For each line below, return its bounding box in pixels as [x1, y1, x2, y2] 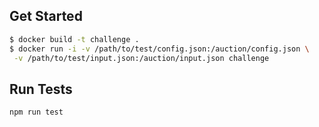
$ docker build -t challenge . [9, 34, 140, 44]
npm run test [9, 107, 64, 118]
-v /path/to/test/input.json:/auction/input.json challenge [13, 53, 270, 63]
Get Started [9, 8, 83, 25]
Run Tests [9, 80, 73, 98]
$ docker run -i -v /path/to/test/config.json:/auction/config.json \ [9, 44, 310, 54]
